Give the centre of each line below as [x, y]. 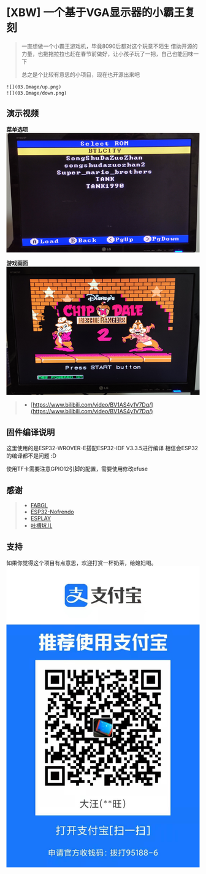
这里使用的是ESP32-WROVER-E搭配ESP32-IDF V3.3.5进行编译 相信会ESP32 [102, 448]
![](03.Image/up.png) [34, 87]
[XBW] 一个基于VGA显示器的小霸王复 [101, 13]
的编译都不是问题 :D [32, 456]
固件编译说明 [31, 432]
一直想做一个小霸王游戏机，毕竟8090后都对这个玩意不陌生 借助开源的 [109, 46]
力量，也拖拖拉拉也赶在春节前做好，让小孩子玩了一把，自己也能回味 [107, 53]
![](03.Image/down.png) [37, 93]
